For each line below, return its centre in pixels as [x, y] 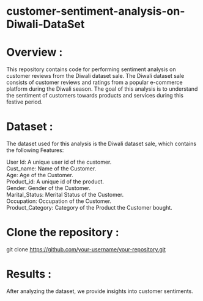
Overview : [35, 52]
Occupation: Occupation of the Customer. [59, 201]
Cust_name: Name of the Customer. [51, 169]
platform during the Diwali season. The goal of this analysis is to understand [102, 89]
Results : [29, 274]
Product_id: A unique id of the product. [55, 181]
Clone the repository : [63, 233]
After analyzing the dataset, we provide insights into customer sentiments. [100, 291]
